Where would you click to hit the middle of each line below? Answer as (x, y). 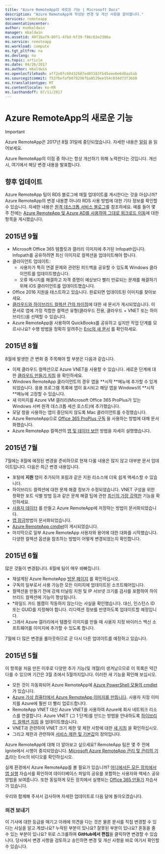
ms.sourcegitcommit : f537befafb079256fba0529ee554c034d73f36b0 (71, 78)
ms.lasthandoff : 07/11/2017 (34, 92)
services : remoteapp (26, 19)
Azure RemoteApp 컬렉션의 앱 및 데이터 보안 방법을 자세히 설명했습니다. (82, 431)
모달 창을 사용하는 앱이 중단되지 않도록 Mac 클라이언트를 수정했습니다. (80, 412)
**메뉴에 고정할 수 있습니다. (39, 394)
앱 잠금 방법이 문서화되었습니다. (42, 520)
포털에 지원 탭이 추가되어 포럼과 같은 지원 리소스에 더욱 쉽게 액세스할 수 (80, 477)
